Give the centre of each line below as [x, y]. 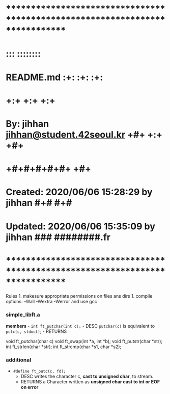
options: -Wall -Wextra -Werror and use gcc [51, 302]
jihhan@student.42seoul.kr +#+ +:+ [84, 134]
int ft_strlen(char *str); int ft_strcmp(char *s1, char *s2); [64, 347]
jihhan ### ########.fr [58, 237]
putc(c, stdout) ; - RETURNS [36, 331]
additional [19, 360]
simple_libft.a [23, 315]
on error [30, 387]
